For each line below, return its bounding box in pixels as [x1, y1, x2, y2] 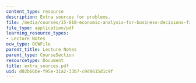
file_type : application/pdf [6, 25, 75, 31]
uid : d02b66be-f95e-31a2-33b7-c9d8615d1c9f [6, 68, 114, 74]
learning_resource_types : [6, 30, 69, 36]
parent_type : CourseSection [6, 52, 75, 58]
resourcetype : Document [6, 57, 64, 63]
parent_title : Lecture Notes [6, 47, 77, 53]
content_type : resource [6, 8, 64, 15]
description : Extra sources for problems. [6, 14, 111, 20]
